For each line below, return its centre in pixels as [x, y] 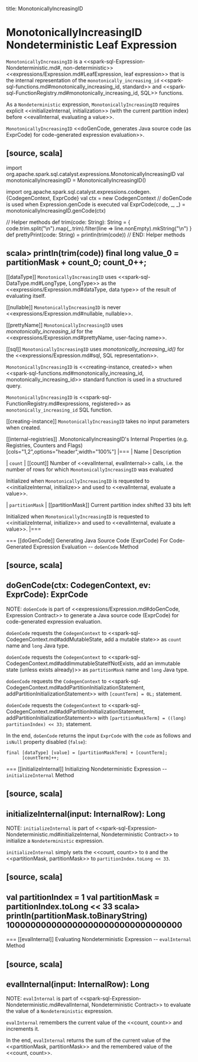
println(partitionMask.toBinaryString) [77, 915]
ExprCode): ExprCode [47, 595]
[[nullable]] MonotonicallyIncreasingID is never [64, 307]
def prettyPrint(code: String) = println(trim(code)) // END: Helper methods [96, 235]
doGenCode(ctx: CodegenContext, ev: [78, 585]
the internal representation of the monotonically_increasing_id [83, 80]
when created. [24, 427]
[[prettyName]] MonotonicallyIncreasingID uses [65, 325]
